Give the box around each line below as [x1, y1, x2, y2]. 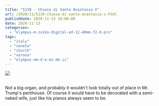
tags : [5, 35, 16, 40]
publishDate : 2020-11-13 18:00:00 [5, 16, 76, 21]
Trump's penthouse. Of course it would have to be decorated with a [5, 90, 141, 96]
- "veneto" [9, 43, 32, 48]
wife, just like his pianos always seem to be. [19, 95, 107, 101]
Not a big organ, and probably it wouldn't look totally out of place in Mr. [5, 85, 149, 91]
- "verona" [9, 52, 32, 58]
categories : [5, 25, 29, 30]
